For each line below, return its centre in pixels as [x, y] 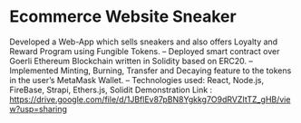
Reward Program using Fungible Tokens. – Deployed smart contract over [145, 51]
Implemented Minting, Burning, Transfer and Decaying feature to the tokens [150, 71]
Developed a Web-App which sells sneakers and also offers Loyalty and [144, 42]
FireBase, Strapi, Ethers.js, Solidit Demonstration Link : [111, 90]
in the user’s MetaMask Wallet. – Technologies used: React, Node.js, [137, 80]
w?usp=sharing [39, 109]
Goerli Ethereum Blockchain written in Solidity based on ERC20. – [131, 61]
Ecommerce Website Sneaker [123, 17]
